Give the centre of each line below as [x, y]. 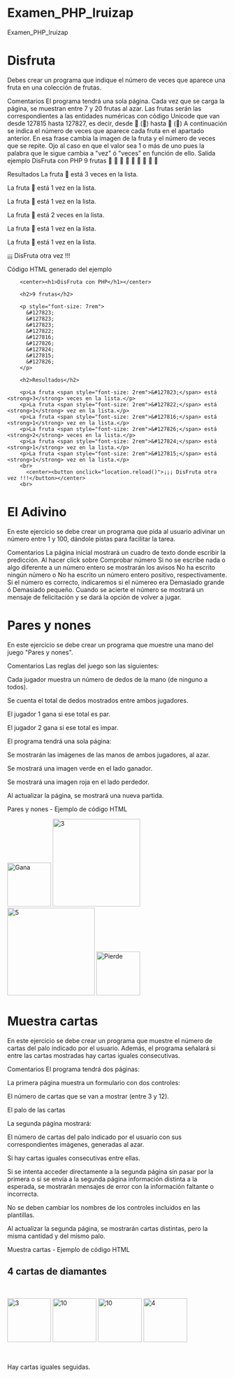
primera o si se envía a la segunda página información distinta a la [102, 1179]
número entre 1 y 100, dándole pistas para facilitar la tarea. [92, 539]
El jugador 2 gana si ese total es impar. [63, 727]
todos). [17, 687]
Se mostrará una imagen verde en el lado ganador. [80, 768]
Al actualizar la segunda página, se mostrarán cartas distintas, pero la [108, 1228]
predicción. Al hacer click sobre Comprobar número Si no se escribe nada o [116, 560]
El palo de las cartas [36, 1110]
